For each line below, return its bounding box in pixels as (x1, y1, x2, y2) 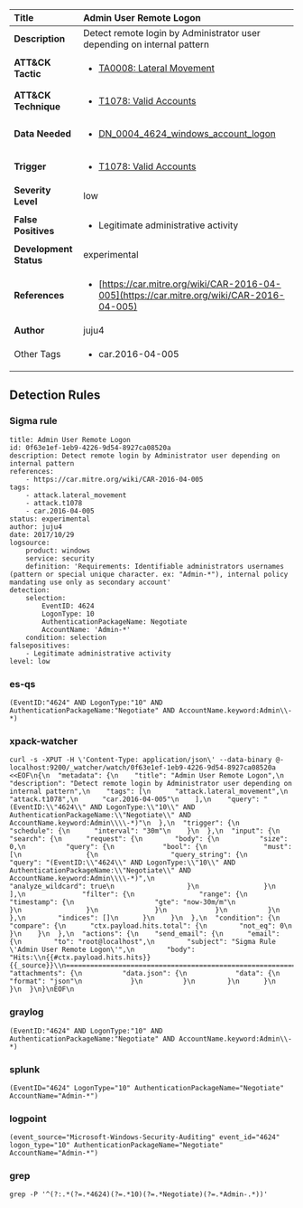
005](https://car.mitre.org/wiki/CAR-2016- (98, 289, 286, 301)
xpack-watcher (9, 734, 78, 747)
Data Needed (14, 127, 72, 139)
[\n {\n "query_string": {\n (9, 850, 248, 860)
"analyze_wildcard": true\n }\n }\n (9, 882, 277, 892)
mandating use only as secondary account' (9, 578, 171, 587)
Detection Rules (9, 388, 101, 403)
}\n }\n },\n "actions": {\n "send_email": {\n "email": (9, 930, 280, 939)
